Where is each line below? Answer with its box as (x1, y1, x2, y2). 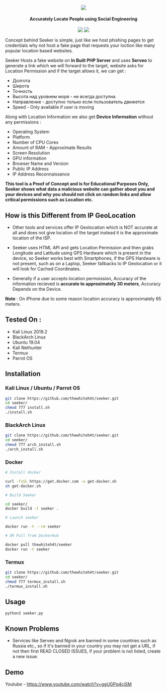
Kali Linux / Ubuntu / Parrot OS (5, 384, 81, 391)
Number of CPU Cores (12, 140, 59, 146)
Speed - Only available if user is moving (12, 104, 94, 110)
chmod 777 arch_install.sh (5, 442, 61, 447)
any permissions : (5, 119, 41, 125)
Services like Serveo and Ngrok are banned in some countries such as (12, 638, 157, 644)
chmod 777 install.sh (5, 405, 50, 410)
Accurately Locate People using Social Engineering (29, 15, 138, 22)
